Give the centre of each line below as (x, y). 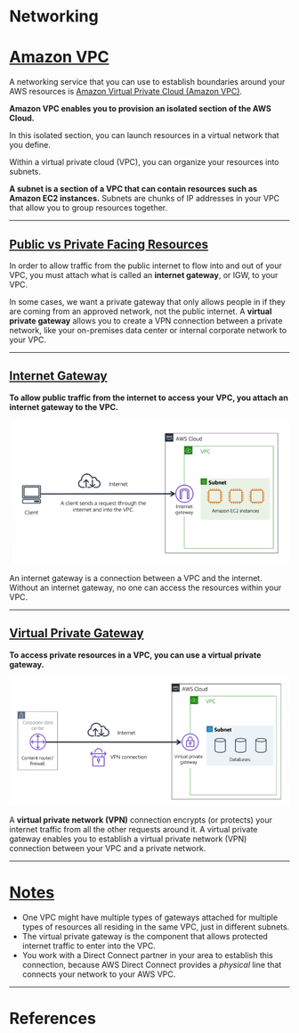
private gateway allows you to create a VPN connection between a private (146, 320)
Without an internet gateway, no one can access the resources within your (145, 587)
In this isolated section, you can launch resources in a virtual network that (144, 135)
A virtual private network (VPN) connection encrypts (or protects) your (141, 820)
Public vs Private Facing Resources (109, 244)
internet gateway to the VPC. (64, 406)
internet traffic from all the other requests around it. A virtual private (133, 830)
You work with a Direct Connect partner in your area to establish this (147, 955)
